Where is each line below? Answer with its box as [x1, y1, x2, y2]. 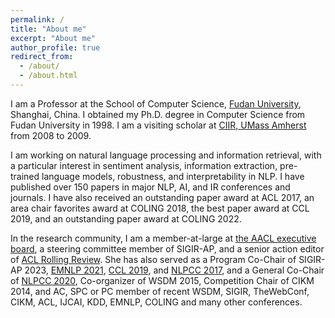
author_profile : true [10, 42, 101, 53]
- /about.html [19, 71, 78, 81]
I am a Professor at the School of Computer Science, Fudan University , [10, 97, 302, 110]
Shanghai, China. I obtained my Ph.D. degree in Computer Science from [10, 108, 306, 120]
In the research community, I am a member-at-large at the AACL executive [10, 232, 317, 244]
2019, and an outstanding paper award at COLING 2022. [10, 212, 242, 225]
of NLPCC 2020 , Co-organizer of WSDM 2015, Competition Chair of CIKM [10, 274, 315, 286]
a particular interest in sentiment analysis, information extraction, [10, 159, 278, 171]
